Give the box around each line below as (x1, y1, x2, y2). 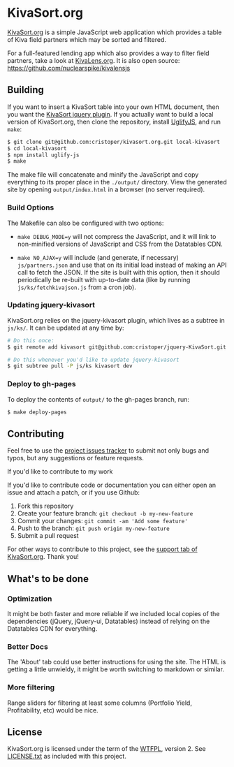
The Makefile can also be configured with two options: (7, 219, 164, 227)
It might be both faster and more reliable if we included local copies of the (7, 610, 220, 618)
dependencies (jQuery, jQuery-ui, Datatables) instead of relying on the (7, 617, 210, 626)
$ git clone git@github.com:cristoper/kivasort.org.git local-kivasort (7, 138, 220, 145)
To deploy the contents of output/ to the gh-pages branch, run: (7, 395, 190, 403)
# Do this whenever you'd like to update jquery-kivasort (7, 356, 180, 363)
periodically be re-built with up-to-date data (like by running (17, 275, 191, 284)
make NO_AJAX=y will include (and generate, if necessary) (17, 253, 180, 261)
